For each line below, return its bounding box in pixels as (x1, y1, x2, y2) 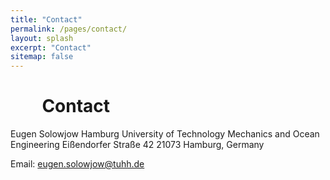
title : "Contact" (10, 14, 83, 25)
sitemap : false (10, 52, 74, 62)
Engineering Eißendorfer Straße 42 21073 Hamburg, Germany (10, 139, 265, 151)
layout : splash (10, 33, 74, 43)
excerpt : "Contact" (10, 42, 92, 53)
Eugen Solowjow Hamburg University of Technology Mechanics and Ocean (10, 128, 320, 140)
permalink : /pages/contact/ (10, 24, 128, 34)
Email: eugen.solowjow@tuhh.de (10, 158, 145, 170)
